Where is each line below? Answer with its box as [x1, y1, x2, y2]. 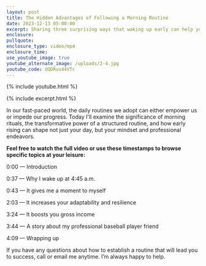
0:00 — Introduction [6, 163, 57, 171]
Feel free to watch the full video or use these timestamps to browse [6, 145, 181, 152]
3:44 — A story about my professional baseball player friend [6, 222, 159, 230]
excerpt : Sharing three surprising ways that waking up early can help [6, 26, 193, 33]
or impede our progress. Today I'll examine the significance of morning [6, 113, 186, 120]
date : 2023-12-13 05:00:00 [6, 20, 75, 26]
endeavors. [6, 133, 35, 140]
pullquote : [6, 37, 34, 44]
